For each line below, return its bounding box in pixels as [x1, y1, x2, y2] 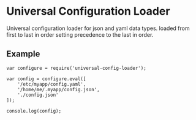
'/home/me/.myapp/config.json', [17, 86, 100, 92]
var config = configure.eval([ [6, 75, 86, 82]
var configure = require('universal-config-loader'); [6, 65, 147, 71]
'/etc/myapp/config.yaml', [17, 81, 86, 87]
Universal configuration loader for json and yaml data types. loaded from [6, 24, 190, 32]
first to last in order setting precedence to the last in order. [6, 31, 154, 38]
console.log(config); [6, 108, 62, 114]
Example [6, 49, 40, 59]
